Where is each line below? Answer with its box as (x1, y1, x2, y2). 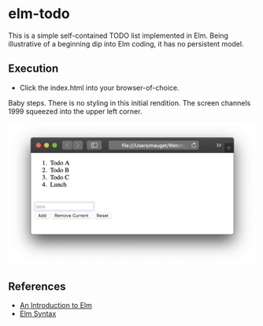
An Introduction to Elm (19, 300, 92, 309)
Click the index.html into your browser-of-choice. (19, 83, 180, 92)
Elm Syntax (19, 309, 57, 318)
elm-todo (8, 5, 70, 23)
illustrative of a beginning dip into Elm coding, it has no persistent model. (8, 39, 244, 48)
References (8, 280, 66, 293)
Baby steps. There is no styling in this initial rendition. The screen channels (8, 98, 251, 107)
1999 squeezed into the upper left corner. (8, 106, 143, 116)
